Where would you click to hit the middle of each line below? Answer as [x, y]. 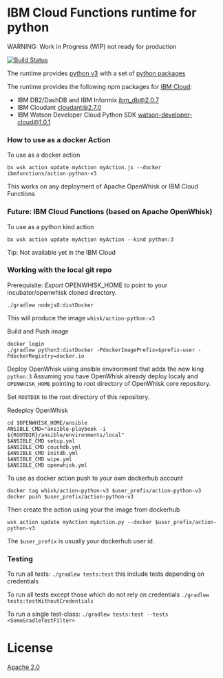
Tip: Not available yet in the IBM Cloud [61, 252]
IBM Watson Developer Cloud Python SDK [76, 115]
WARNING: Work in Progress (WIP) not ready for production [92, 46]
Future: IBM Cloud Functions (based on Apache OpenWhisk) [110, 212]
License [30, 648]
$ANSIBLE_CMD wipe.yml [40, 459]
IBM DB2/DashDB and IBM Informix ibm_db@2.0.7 [88, 100]
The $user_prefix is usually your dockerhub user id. [81, 541]
